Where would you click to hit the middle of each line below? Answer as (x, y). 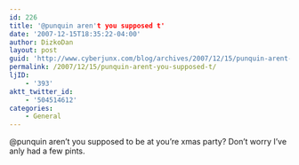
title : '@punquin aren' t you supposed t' (87, 26)
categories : (31, 108)
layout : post (33, 51)
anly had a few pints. (48, 151)
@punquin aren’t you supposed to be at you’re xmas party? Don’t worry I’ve (148, 142)
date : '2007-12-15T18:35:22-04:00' (75, 34)
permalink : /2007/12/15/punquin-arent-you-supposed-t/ (113, 67)
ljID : (19, 75)
